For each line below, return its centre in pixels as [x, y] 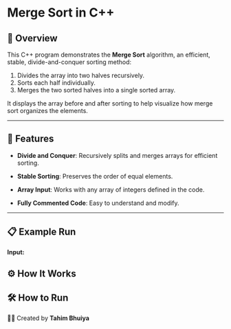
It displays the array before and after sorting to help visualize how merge [110, 103]
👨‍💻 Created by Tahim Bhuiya [48, 318]
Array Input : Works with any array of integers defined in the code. [111, 189]
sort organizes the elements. [47, 111]
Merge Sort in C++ [61, 13]
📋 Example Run [42, 232]
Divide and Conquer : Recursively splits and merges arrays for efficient [117, 155]
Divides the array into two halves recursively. [81, 75]
